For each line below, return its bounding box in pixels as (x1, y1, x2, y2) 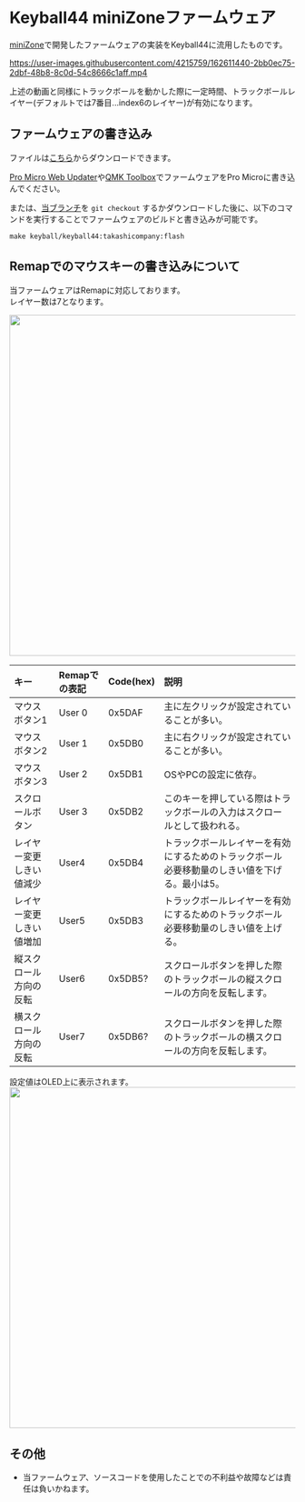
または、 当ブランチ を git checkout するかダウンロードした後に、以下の (9, 202, 278, 213)
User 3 (58, 805, 88, 817)
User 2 (58, 767, 88, 780)
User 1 (58, 736, 88, 749)
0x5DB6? (108, 1030, 149, 1043)
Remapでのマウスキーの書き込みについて (9, 259, 241, 275)
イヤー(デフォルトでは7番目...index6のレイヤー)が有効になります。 (9, 96, 258, 108)
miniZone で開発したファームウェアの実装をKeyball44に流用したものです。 (9, 39, 288, 50)
